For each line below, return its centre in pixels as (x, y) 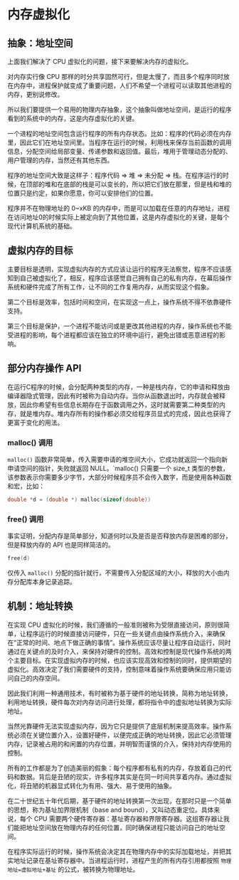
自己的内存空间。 (38, 678)
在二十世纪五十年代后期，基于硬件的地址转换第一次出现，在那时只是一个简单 (119, 800)
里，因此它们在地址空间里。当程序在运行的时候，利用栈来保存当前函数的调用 (119, 142)
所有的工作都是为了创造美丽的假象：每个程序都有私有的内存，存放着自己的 (116, 768)
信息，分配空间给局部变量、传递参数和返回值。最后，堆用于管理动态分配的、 (119, 151)
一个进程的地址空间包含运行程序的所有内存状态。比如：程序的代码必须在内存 (119, 133)
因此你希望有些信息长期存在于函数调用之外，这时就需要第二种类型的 (119, 404)
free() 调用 (26, 519)
